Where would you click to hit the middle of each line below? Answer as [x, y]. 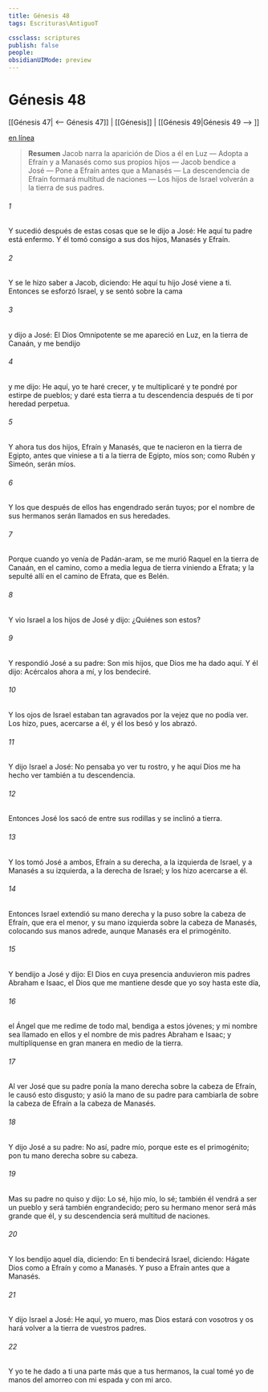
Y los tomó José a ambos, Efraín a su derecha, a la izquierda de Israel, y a [130, 862]
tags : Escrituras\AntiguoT [53, 23]
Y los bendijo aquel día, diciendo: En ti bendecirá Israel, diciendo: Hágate [129, 1259]
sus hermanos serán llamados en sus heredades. [89, 516]
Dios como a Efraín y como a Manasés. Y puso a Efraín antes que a [119, 1268]
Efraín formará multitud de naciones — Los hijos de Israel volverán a [141, 179]
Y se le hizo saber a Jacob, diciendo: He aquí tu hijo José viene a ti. [120, 283]
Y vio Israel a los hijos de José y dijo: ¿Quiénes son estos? [104, 619]
